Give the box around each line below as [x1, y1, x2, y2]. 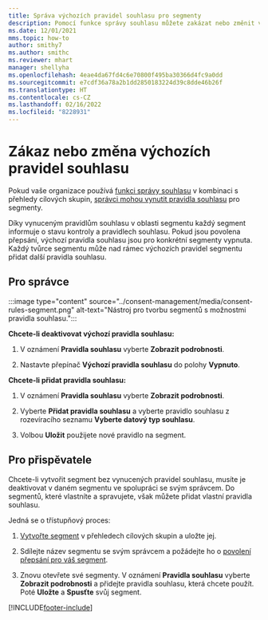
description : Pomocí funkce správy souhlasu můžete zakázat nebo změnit [8, 19, 255, 27]
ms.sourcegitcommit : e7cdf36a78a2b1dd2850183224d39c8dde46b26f [8, 78, 223, 86]
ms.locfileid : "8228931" [8, 109, 91, 116]
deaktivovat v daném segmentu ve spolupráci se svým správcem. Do [8, 483, 235, 492]
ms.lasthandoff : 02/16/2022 [8, 101, 102, 109]
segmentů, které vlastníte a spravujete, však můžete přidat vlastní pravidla [8, 492, 253, 501]
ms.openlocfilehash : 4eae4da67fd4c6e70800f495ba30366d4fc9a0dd [8, 71, 223, 79]
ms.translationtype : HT [8, 85, 88, 94]
